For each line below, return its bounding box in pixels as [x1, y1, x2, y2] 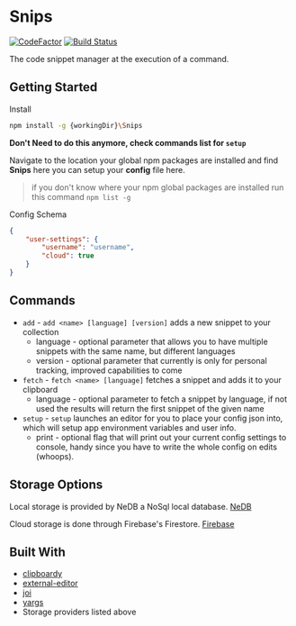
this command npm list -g [31, 191, 131, 202]
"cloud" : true [41, 251, 94, 260]
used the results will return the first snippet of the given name [35, 403, 265, 413]
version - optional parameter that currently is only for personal [35, 355, 267, 366]
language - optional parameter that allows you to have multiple [35, 336, 268, 347]
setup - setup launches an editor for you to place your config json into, [22, 413, 283, 423]
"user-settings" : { [25, 234, 99, 244]
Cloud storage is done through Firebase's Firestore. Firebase [9, 518, 235, 529]
